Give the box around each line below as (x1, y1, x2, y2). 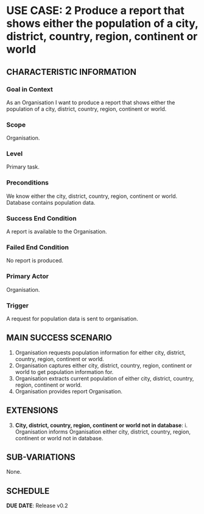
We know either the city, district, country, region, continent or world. (6, 192, 178, 200)
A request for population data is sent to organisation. (6, 315, 138, 322)
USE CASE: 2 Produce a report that (6, 4, 185, 18)
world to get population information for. (15, 368, 114, 375)
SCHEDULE (6, 485, 50, 496)
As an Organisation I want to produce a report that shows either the (6, 99, 175, 106)
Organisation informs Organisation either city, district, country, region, (15, 428, 191, 435)
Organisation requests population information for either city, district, (15, 348, 186, 356)
